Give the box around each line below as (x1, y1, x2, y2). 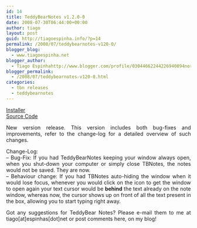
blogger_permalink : (6, 69, 54, 74)
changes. (6, 136, 29, 144)
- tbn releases (11, 85, 49, 91)
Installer (6, 106, 26, 113)
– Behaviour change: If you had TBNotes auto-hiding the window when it (6, 172, 191, 179)
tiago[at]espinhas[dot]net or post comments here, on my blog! (6, 215, 157, 222)
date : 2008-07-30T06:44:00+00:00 (6, 19, 88, 25)
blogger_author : (6, 57, 46, 63)
